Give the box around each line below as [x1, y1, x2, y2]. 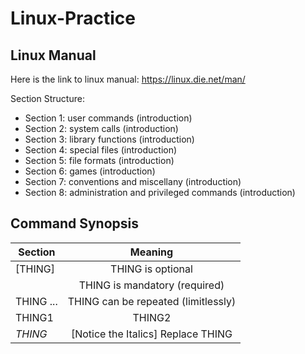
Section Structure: [10, 93, 85, 104]
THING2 [132, 310, 172, 324]
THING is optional [110, 262, 193, 276]
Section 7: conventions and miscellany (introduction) [24, 176, 242, 187]
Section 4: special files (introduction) [24, 144, 178, 156]
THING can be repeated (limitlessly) [67, 294, 237, 308]
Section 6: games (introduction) [24, 165, 156, 177]
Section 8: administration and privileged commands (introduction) [24, 187, 296, 198]
